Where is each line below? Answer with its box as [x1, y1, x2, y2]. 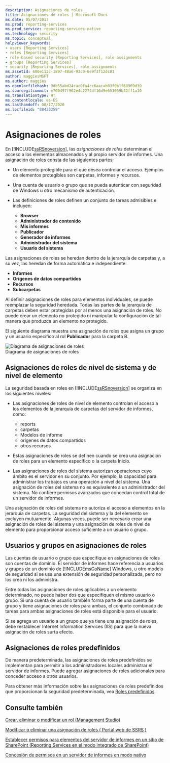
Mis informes [20, 223, 49, 230]
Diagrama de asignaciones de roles [5, 348, 79, 354]
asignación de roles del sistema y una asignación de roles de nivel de [5, 521, 150, 527]
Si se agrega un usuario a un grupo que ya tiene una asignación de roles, [5, 618, 158, 624]
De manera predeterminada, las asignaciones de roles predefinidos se [5, 657, 152, 663]
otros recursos [20, 442, 51, 449]
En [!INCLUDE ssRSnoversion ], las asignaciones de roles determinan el [5, 146, 153, 152]
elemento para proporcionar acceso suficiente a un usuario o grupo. [5, 526, 148, 532]
